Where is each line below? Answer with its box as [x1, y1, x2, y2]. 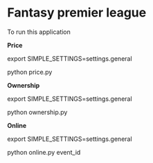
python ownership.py [7, 108, 68, 116]
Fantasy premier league [7, 5, 147, 21]
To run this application [7, 28, 71, 36]
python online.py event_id [7, 148, 81, 156]
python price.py [7, 68, 53, 76]
